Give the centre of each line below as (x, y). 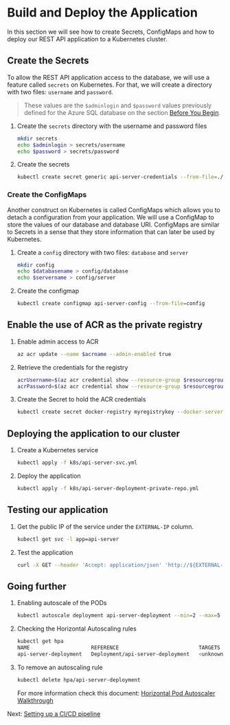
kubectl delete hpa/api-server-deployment (79, 680)
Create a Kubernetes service (57, 450)
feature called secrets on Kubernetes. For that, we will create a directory (110, 85)
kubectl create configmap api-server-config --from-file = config (111, 304)
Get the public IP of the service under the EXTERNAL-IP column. (105, 526)
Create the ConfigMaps (47, 195)
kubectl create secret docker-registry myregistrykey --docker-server (120, 412)
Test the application (45, 552)
